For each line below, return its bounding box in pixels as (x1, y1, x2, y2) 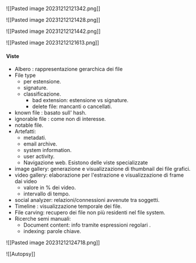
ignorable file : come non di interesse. (14, 116, 106, 123)
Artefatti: (14, 128, 36, 135)
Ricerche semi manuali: (14, 215, 72, 222)
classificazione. (23, 90, 62, 97)
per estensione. (23, 78, 62, 85)
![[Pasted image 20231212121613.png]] (6, 39, 100, 46)
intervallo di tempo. (23, 190, 70, 197)
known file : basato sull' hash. (14, 109, 87, 116)
